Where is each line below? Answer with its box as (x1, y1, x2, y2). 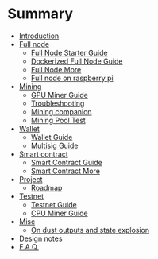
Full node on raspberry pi (30, 73, 114, 83)
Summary (7, 5, 73, 23)
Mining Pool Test (30, 115, 87, 125)
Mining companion (30, 106, 92, 116)
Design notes (18, 234, 63, 243)
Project (18, 174, 43, 184)
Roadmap (30, 183, 63, 192)
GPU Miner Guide (30, 90, 88, 99)
